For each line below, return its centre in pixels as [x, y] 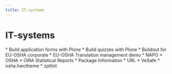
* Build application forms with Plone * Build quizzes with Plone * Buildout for [86, 50]
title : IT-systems [25, 10]
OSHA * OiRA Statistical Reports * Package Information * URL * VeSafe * [83, 60]
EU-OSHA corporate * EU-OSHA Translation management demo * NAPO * [84, 55]
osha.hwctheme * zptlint [31, 66]
